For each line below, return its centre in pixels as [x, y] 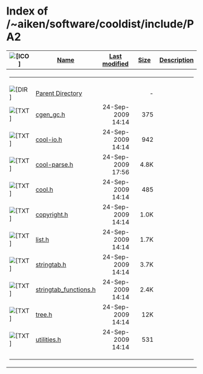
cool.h [44, 189]
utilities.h [48, 339]
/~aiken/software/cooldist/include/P [100, 24]
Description [176, 60]
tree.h [44, 315]
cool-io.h [49, 139]
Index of [27, 11]
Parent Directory [59, 93]
